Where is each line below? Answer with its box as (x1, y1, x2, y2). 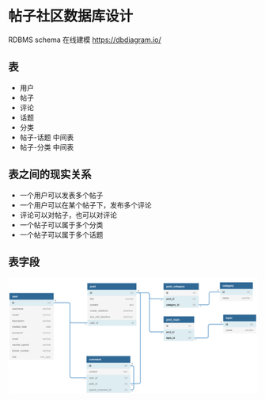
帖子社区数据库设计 (8, 7, 134, 25)
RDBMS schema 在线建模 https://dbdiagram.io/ (8, 35, 162, 44)
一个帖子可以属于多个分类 (19, 219, 104, 230)
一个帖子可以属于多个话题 (19, 230, 104, 239)
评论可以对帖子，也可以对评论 (19, 210, 117, 219)
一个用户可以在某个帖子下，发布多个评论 (19, 200, 152, 210)
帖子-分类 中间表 (19, 142, 74, 151)
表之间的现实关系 (8, 168, 92, 181)
